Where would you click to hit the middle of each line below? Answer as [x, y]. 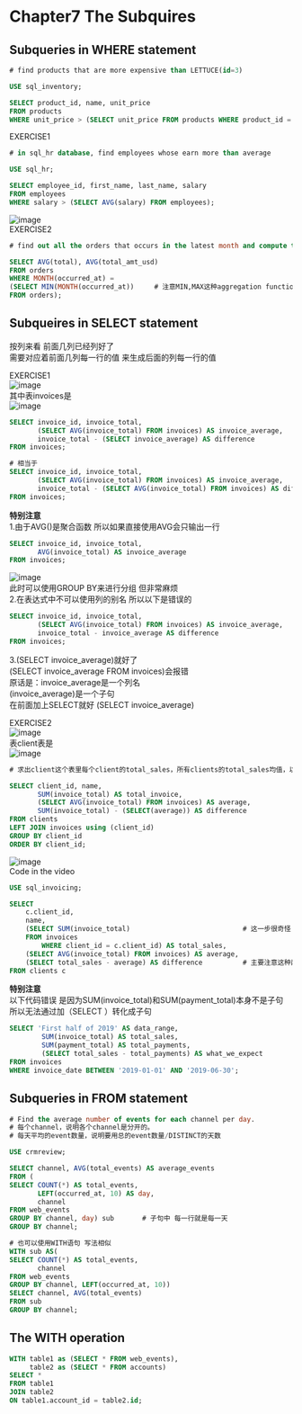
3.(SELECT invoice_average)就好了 [74, 659]
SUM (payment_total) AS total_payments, [116, 1045]
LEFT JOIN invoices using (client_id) [82, 828]
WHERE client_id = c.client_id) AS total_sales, [134, 945]
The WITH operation [67, 1338]
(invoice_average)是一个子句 [62, 694]
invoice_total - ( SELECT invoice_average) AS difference [146, 439]
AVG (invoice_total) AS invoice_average [112, 552]
